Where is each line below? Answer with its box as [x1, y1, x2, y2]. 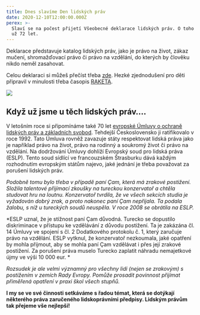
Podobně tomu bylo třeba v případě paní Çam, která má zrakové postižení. [6, 178, 191, 185]
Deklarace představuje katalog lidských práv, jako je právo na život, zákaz [6, 47, 189, 54]
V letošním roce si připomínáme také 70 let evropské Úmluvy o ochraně [6, 122, 183, 129]
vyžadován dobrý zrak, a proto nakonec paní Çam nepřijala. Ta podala [6, 197, 183, 204]
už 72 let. [11, 31, 39, 37]
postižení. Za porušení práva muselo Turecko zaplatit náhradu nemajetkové [6, 247, 192, 254]
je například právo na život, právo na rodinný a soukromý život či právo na [6, 141, 189, 148]
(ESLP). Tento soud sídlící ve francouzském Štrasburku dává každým [6, 154, 177, 161]
